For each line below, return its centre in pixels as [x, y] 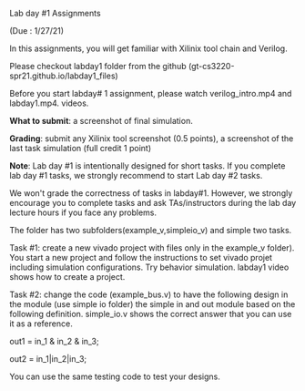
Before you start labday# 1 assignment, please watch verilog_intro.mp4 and [151, 93]
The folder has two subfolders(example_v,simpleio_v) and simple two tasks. [151, 230]
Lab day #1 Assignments [56, 13]
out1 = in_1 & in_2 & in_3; [54, 341]
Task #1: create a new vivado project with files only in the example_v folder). [152, 248]
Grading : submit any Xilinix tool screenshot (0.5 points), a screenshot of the [152, 139]
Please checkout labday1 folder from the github [98, 66]
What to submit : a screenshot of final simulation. [101, 121]
